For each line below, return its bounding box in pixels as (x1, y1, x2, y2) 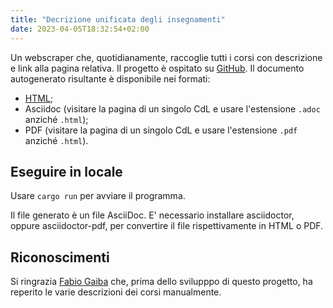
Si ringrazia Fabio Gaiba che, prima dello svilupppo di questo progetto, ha (10, 276, 313, 288)
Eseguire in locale (10, 163, 123, 180)
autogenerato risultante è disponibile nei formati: (10, 72, 211, 85)
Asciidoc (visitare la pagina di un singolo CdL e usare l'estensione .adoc (24, 102, 321, 115)
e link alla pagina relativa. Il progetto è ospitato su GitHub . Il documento (10, 62, 305, 74)
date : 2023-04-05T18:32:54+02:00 (10, 24, 150, 34)
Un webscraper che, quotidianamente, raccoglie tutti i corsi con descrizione (10, 51, 323, 63)
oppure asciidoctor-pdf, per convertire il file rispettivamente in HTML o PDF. (10, 220, 324, 232)
